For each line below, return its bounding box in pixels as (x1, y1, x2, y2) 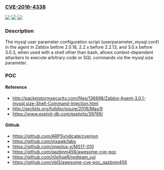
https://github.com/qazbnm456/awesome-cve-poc (12, 149, 117, 155)
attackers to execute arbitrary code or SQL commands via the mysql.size (5, 54, 154, 60)
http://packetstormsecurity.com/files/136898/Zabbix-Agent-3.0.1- (12, 95, 146, 101)
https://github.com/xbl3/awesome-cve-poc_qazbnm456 (12, 159, 127, 165)
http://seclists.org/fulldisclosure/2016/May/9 (12, 105, 103, 111)
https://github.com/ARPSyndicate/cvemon (12, 133, 99, 139)
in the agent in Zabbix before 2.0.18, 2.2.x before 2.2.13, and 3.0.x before (5, 44, 153, 50)
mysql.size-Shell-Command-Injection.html (12, 100, 99, 106)
